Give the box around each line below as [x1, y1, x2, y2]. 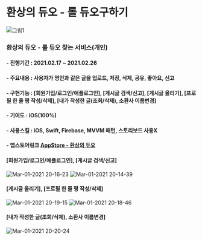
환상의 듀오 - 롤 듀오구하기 [6, 5, 128, 19]
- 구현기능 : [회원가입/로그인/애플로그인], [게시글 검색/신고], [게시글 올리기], [6, 89, 183, 97]
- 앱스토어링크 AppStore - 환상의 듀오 [6, 141, 95, 149]
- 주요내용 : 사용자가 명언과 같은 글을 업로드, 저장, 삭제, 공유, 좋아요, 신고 [6, 74, 175, 82]
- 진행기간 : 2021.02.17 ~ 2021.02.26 [6, 59, 98, 66]
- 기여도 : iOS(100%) [6, 112, 57, 119]
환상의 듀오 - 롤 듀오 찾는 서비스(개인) [6, 43, 108, 51]
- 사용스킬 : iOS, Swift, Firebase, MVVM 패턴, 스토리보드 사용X [6, 126, 158, 134]
